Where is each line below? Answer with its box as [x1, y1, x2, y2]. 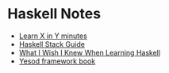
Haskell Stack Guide [18, 39, 85, 48]
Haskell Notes [7, 5, 101, 23]
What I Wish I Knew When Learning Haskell [18, 48, 160, 57]
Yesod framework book [18, 56, 96, 66]
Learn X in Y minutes [18, 31, 88, 40]
